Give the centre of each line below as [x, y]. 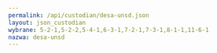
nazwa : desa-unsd [37, 37]
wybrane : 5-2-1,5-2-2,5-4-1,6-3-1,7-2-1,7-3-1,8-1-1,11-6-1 [109, 30]
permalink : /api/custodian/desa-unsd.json [79, 15]
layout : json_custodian [47, 23]
